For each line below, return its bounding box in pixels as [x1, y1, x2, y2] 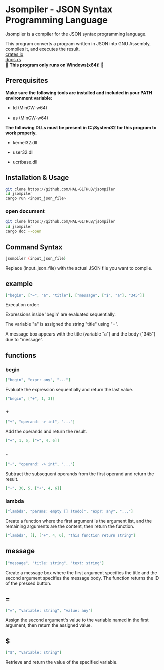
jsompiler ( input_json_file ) [5, 256, 66, 261]
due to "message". [5, 337, 44, 343]
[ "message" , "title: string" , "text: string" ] [5, 560, 104, 566]
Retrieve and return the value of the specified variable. [5, 659, 118, 665]
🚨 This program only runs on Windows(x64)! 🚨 [5, 62, 104, 68]
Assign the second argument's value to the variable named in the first [5, 617, 149, 623]
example [5, 280, 33, 288]
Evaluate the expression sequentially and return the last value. [5, 387, 134, 393]
